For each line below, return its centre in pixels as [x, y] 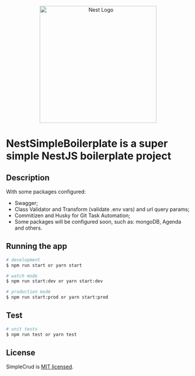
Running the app [36, 246]
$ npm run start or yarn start [44, 265]
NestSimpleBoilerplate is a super [87, 144]
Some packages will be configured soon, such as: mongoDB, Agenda [98, 222]
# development [23, 260]
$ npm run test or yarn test [41, 334]
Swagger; [26, 203]
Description [28, 178]
